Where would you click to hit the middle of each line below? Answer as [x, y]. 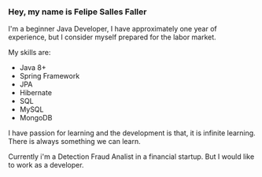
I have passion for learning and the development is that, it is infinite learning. [132, 133]
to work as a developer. [46, 165]
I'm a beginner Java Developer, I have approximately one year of [113, 29]
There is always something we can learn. [75, 142]
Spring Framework [50, 76]
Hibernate [36, 93]
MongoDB [36, 118]
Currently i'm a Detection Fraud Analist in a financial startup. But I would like [131, 157]
